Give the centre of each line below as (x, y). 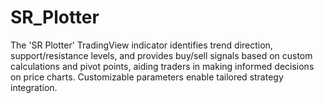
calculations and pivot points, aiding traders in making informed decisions (162, 66)
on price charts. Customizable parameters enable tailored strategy (147, 77)
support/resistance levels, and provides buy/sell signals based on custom (161, 55)
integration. (34, 87)
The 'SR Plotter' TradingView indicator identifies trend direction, (141, 45)
